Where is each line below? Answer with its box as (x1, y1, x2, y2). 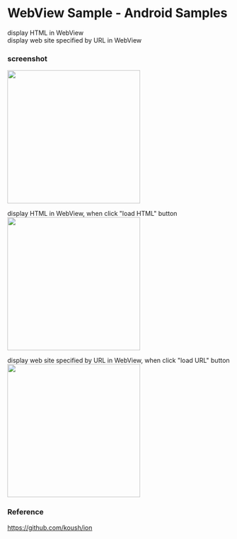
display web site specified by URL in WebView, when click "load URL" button (7, 356, 230, 365)
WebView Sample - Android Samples (7, 5, 228, 21)
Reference (7, 507, 44, 517)
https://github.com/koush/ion (7, 523, 93, 532)
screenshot (7, 53, 48, 63)
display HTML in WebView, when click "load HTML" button (7, 209, 178, 218)
